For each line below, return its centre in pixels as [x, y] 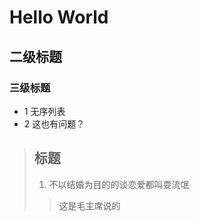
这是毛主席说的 [89, 205]
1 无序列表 [44, 111]
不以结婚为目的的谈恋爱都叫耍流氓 [119, 184]
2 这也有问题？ [54, 123]
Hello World [59, 17]
